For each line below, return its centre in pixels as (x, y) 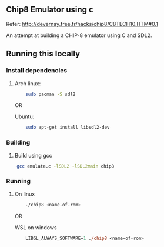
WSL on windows (36, 227)
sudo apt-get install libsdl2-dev (68, 128)
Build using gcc (33, 155)
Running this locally (43, 54)
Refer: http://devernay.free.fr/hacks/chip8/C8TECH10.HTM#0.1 (82, 24)
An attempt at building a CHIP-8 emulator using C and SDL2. (79, 35)
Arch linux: (28, 83)
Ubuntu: (24, 116)
